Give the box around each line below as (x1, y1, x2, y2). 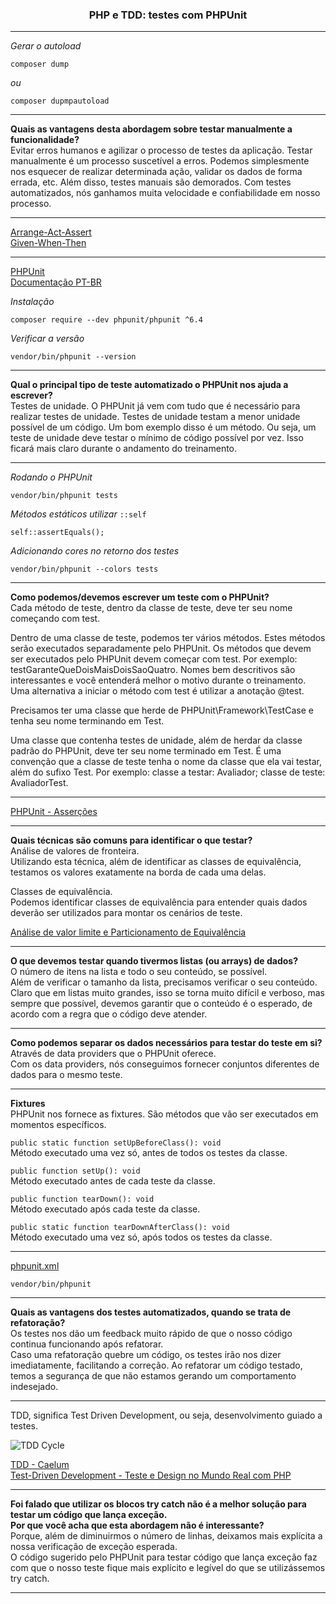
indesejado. (10, 1381, 59, 1393)
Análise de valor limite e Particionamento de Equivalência (10, 926, 247, 938)
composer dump (10, 59, 70, 70)
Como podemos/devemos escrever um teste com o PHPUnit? (10, 591, 270, 603)
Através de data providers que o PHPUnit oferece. (10, 1048, 217, 1060)
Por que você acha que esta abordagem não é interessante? (10, 1519, 265, 1532)
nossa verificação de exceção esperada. (10, 1541, 178, 1553)
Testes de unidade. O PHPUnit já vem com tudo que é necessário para (10, 400, 301, 412)
